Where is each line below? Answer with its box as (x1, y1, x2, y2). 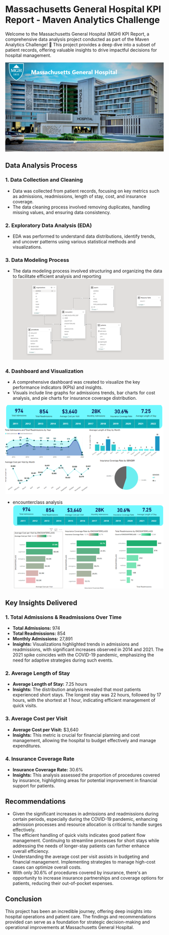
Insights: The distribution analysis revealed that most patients (12, 686, 141, 693)
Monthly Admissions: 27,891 (12, 636, 73, 642)
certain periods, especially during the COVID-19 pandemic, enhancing (12, 816, 158, 822)
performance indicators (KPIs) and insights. (12, 384, 103, 391)
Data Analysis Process (5, 161, 77, 170)
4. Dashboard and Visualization (5, 368, 84, 375)
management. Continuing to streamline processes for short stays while (12, 837, 159, 843)
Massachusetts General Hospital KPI (5, 4, 161, 15)
